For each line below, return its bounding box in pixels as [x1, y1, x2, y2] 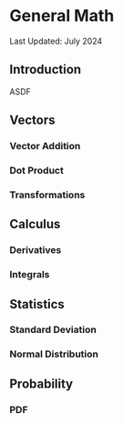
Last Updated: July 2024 [9, 35, 103, 46]
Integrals [9, 268, 50, 281]
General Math [9, 5, 115, 26]
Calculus [9, 217, 61, 232]
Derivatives [9, 244, 62, 257]
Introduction [9, 62, 82, 77]
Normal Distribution [9, 347, 98, 360]
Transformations [9, 188, 86, 201]
